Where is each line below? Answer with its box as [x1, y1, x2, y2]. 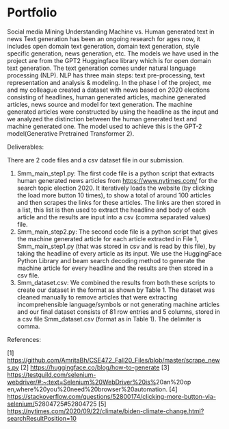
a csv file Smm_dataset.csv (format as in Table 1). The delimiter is [16, 315, 202, 323]
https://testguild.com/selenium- [7, 370, 96, 378]
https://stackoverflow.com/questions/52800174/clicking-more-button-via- [7, 392, 217, 400]
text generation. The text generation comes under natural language [7, 64, 196, 72]
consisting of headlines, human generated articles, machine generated [7, 93, 206, 101]
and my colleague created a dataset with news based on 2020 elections [7, 86, 211, 94]
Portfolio [7, 5, 57, 21]
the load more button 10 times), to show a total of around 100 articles [16, 191, 211, 199]
